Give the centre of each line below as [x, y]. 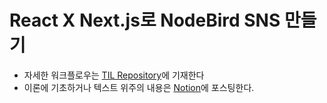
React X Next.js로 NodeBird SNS [145, 20]
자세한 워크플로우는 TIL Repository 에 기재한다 [114, 75]
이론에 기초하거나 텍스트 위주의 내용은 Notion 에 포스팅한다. [139, 87]
